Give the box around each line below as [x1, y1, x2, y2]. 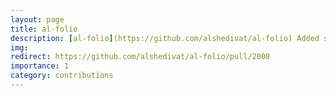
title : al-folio [10, 24, 78, 34]
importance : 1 [10, 61, 70, 71]
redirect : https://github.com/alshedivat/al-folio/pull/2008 [10, 52, 271, 62]
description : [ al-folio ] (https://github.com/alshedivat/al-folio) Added [10, 33, 320, 43]
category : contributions [10, 71, 114, 81]
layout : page [10, 14, 65, 25]
